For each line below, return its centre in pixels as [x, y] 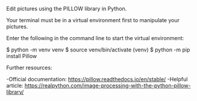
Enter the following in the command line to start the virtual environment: [95, 38]
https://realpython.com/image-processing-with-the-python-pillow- [108, 85]
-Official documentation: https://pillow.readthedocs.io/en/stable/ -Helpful [97, 79]
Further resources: [29, 68]
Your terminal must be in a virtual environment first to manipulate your [93, 20]
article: [15, 85]
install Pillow [22, 56]
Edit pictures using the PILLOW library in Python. [67, 9]
